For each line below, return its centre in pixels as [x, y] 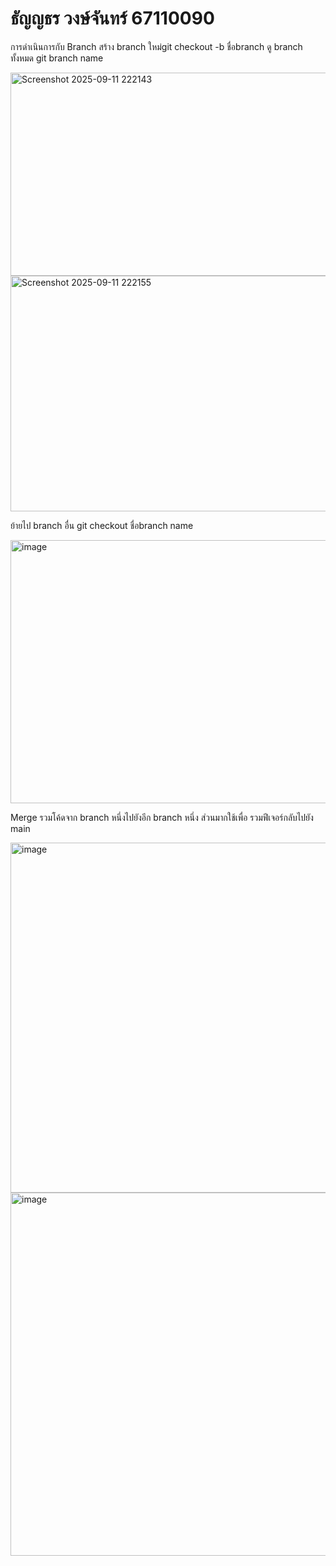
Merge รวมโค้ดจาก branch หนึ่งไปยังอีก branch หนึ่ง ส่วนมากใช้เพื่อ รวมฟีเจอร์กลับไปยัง [162, 817]
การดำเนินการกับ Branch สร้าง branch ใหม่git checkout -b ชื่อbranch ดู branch [156, 46]
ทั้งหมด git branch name [57, 58]
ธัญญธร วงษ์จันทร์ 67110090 [112, 18]
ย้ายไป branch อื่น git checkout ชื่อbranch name [102, 525]
